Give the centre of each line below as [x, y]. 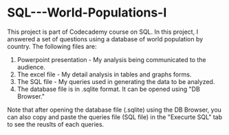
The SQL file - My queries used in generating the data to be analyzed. [116, 81]
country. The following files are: [52, 46]
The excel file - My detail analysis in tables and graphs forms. [104, 74]
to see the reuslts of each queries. [56, 124]
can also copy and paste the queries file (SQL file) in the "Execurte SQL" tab [115, 117]
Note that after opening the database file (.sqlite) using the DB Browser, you [115, 110]
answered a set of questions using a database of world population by [105, 39]
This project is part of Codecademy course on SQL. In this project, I [102, 32]
